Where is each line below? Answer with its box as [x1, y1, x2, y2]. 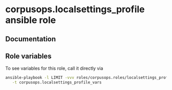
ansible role [5, 14, 56, 26]
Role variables [5, 52, 52, 61]
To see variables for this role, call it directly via [5, 65, 103, 72]
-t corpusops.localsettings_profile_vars [12, 80, 102, 85]
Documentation [5, 35, 56, 43]
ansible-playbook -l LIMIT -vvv [5, 75, 74, 80]
